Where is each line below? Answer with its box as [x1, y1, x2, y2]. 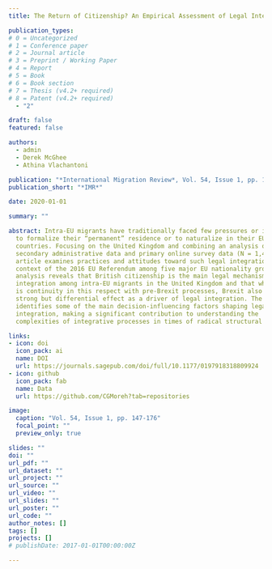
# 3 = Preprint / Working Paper [8, 57, 117, 65]
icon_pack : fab [15, 377, 67, 385]
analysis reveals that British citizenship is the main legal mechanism [15, 272, 266, 280]
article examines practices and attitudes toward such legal [15, 257, 227, 265]
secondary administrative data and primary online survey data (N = [15, 249, 252, 257]
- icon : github [8, 369, 60, 377]
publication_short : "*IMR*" [8, 183, 104, 191]
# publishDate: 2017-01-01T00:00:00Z [8, 541, 136, 550]
